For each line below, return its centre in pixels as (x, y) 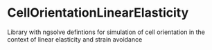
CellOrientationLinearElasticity (98, 13)
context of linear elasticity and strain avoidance (75, 39)
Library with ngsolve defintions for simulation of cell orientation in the (106, 32)
